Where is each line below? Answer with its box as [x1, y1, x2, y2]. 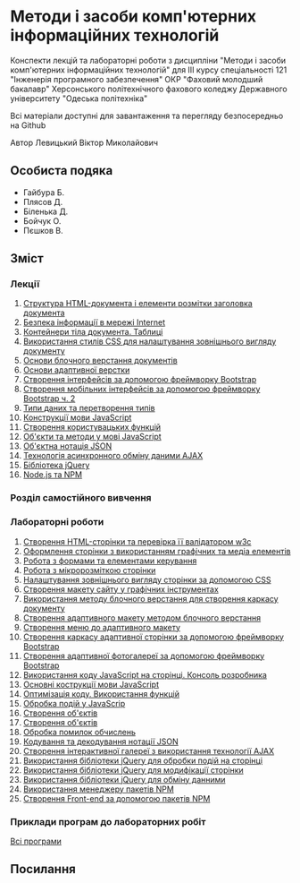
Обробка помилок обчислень [22, 726, 137, 737]
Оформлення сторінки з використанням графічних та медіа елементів [22, 545, 291, 556]
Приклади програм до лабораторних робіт [10, 815, 206, 827]
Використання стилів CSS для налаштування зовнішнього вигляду [22, 336, 277, 347]
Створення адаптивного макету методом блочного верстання [22, 612, 262, 623]
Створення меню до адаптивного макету [22, 622, 181, 632]
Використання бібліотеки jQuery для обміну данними [22, 774, 226, 784]
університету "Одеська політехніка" [10, 92, 148, 104]
